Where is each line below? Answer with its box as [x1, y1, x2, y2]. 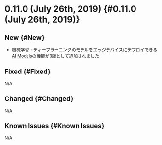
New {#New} [4, 33, 45, 42]
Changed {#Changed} [4, 95, 74, 103]
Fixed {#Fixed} [4, 68, 51, 76]
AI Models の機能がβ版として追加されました [11, 53, 99, 59]
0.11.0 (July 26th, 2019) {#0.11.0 [4, 3, 137, 15]
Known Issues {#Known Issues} [4, 122, 105, 130]
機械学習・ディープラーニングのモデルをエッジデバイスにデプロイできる [11, 47, 158, 52]
